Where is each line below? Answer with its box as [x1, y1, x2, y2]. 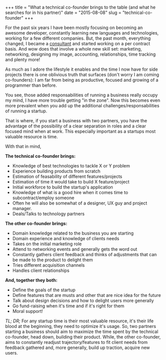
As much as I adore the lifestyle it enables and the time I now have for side [5, 66, 158, 72]
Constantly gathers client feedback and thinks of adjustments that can [12, 252, 157, 257]
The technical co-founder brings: [5, 153, 76, 159]
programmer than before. [5, 82, 57, 88]
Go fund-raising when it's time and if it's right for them [12, 303, 125, 309]
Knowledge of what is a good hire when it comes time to [12, 190, 129, 195]
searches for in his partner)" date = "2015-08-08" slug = [5, 10, 122, 16]
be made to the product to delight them [12, 257, 93, 263]
